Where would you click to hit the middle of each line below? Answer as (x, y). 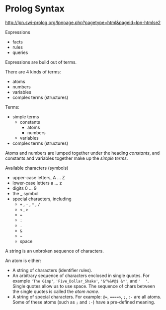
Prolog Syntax (35, 9)
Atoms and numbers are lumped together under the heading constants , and (83, 153)
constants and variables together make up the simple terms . (67, 158)
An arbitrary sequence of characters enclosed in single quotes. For (81, 276)
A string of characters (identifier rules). (52, 270)
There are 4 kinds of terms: (33, 72)
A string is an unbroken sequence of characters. (55, 251)
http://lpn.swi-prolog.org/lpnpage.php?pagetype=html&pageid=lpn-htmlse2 (83, 22)
